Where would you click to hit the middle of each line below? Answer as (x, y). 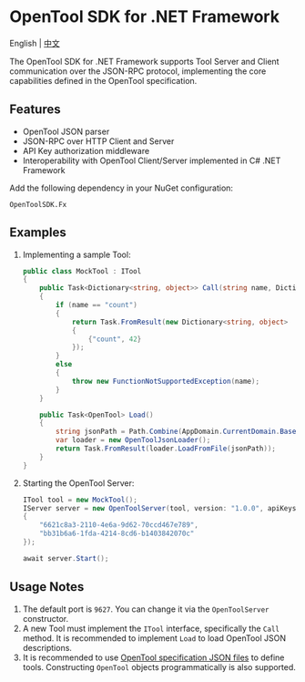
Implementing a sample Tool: (76, 254)
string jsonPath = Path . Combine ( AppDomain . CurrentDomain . (168, 432)
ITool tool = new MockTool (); (80, 500)
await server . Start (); (66, 558)
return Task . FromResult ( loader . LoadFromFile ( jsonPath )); (166, 449)
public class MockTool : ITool (82, 271)
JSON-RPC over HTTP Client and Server (98, 141)
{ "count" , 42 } (115, 339)
